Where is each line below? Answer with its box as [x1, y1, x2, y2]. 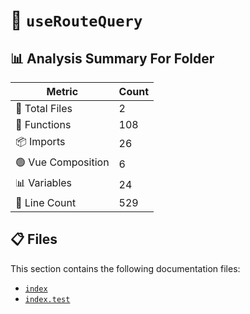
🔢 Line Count [15, 196, 77, 209]
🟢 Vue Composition [15, 155, 110, 169]
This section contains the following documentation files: [10, 262, 241, 274]
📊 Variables [15, 176, 73, 189]
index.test [24, 294, 71, 304]
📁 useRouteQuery [10, 9, 143, 32]
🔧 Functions [15, 118, 72, 131]
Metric [46, 85, 79, 98]
